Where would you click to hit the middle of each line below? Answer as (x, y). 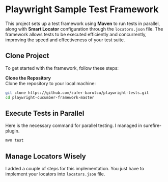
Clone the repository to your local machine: (51, 83)
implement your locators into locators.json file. (55, 174)
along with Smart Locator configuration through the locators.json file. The (84, 29)
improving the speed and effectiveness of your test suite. (65, 40)
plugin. (12, 131)
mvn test (15, 140)
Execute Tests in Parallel (45, 113)
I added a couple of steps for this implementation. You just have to (75, 168)
